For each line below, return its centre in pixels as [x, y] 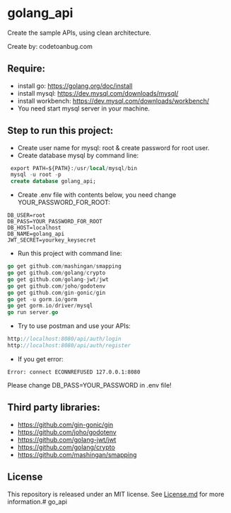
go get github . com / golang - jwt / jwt [58, 279]
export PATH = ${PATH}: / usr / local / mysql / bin [74, 168]
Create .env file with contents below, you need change [97, 195]
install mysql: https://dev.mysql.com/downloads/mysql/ [98, 93]
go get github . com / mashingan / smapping [64, 266]
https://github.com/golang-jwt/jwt [67, 439]
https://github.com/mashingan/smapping [77, 454]
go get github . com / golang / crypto [57, 273]
